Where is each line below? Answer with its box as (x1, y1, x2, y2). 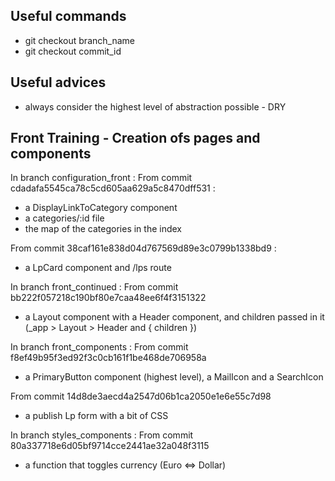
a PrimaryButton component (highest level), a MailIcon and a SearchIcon (24, 371, 324, 383)
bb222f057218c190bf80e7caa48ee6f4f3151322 (10, 292, 207, 304)
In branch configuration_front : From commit (10, 172, 193, 184)
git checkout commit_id (24, 45, 122, 57)
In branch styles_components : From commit (10, 429, 194, 441)
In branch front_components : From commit (10, 341, 189, 353)
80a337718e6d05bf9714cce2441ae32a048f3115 (10, 440, 210, 452)
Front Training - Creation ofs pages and (10, 130, 261, 147)
